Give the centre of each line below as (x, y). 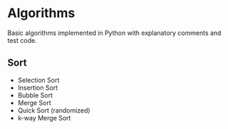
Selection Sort (38, 80)
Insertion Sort (38, 88)
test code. (22, 40)
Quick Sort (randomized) (54, 110)
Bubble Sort (35, 95)
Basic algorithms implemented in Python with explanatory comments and (114, 33)
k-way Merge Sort (44, 118)
